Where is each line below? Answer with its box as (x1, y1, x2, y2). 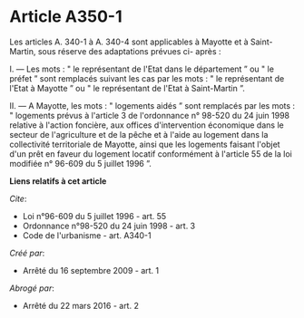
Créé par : (9, 247, 45, 258)
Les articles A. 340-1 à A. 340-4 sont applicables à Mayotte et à (9, 36, 249, 47)
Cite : (9, 193, 27, 204)
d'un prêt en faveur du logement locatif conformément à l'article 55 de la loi (9, 148, 292, 159)
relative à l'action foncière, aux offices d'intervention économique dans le (9, 120, 284, 130)
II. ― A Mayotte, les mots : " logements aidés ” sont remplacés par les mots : (9, 100, 296, 111)
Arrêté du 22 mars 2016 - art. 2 (22, 300, 139, 311)
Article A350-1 (9, 6, 123, 27)
